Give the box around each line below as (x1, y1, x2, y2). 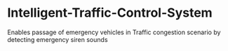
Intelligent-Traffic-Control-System (7, 5, 213, 21)
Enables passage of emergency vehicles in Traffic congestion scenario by (7, 28, 221, 36)
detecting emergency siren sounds (7, 35, 108, 43)
